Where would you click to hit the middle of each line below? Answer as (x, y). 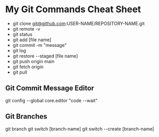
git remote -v (26, 29)
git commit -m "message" (40, 45)
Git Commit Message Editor (50, 88)
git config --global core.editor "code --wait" (51, 100)
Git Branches (26, 116)
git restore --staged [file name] (45, 56)
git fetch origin (28, 67)
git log (19, 50)
